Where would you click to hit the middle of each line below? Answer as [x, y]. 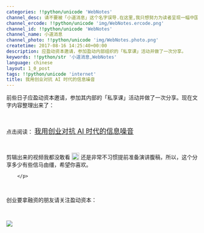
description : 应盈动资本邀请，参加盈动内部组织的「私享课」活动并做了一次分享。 [96, 52]
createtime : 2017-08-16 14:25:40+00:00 [57, 46]
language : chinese [29, 62]
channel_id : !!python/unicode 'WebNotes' [59, 29]
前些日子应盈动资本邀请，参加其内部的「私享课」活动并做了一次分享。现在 [99, 98]
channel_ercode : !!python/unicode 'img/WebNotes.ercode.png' [85, 23]
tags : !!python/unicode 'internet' [51, 74]
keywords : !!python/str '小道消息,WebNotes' [62, 57]
